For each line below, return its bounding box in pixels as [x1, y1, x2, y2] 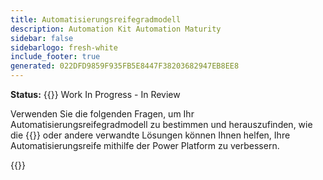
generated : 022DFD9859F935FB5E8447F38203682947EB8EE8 [10, 61, 240, 71]
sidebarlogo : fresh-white [10, 42, 118, 53]
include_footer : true [10, 52, 101, 62]
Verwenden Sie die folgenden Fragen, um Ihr [10, 108, 195, 120]
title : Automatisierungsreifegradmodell [10, 14, 182, 25]
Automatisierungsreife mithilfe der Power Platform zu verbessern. [10, 140, 280, 151]
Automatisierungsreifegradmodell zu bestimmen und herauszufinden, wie [10, 119, 313, 130]
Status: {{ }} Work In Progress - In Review [10, 89, 181, 100]
